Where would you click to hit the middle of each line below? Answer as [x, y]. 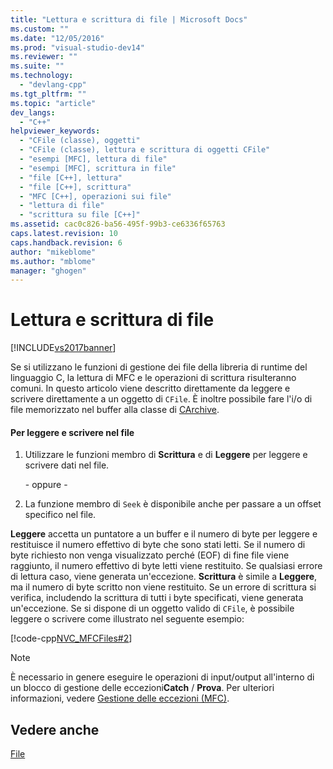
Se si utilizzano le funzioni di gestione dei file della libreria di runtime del [159, 367]
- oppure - [46, 485]
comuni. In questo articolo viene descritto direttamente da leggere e [150, 388]
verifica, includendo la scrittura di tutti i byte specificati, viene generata [157, 598]
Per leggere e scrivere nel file [72, 432]
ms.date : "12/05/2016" [57, 38]
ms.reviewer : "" [44, 57]
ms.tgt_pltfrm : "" [48, 94]
